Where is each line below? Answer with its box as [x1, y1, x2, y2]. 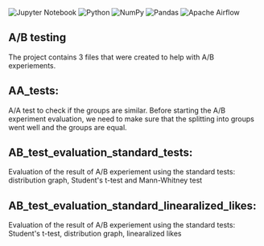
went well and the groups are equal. [8, 122, 127, 132]
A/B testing [8, 31, 67, 44]
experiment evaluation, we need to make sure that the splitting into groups [8, 113, 255, 124]
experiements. [8, 60, 56, 70]
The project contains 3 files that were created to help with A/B [8, 52, 215, 62]
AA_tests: [8, 84, 59, 98]
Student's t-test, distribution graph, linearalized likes [8, 229, 182, 239]
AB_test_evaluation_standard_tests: [8, 146, 193, 160]
